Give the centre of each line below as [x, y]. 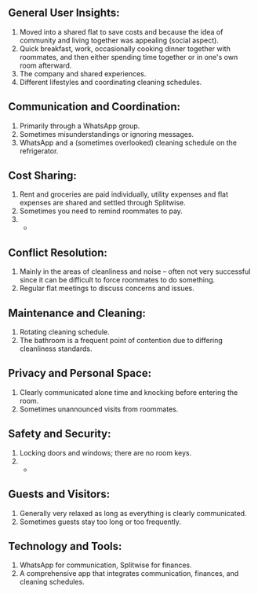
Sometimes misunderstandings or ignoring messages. [107, 134]
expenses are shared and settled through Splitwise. [102, 203]
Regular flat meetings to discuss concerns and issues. [107, 288]
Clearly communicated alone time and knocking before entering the [129, 392]
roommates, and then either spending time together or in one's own [129, 57]
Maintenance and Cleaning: [77, 313]
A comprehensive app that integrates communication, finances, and [129, 574]
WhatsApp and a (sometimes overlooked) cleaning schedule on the [128, 142]
